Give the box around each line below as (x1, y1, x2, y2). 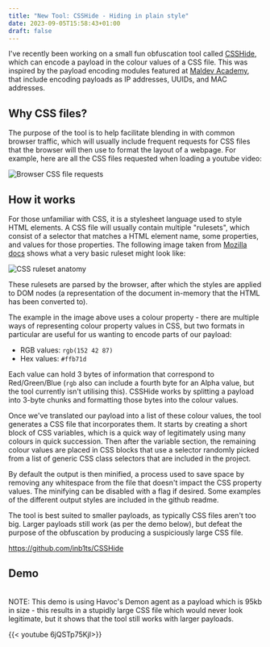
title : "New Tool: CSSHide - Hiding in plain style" (8, 11, 189, 20)
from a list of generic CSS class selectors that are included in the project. (8, 453, 251, 463)
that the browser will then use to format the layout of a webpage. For (8, 145, 236, 155)
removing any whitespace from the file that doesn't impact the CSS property (8, 478, 262, 487)
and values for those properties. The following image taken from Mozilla (8, 240, 247, 249)
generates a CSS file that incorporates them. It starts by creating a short (8, 420, 247, 428)
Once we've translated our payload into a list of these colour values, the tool (8, 411, 262, 420)
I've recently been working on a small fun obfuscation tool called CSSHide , (8, 49, 257, 59)
